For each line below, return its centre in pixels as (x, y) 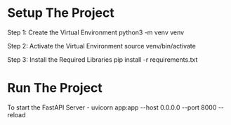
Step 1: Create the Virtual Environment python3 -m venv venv (96, 32)
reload (16, 114)
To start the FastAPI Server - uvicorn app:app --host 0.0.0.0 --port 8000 (112, 107)
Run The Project (55, 88)
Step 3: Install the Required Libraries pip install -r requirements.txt (103, 59)
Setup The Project (61, 13)
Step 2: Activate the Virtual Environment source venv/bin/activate (102, 46)
